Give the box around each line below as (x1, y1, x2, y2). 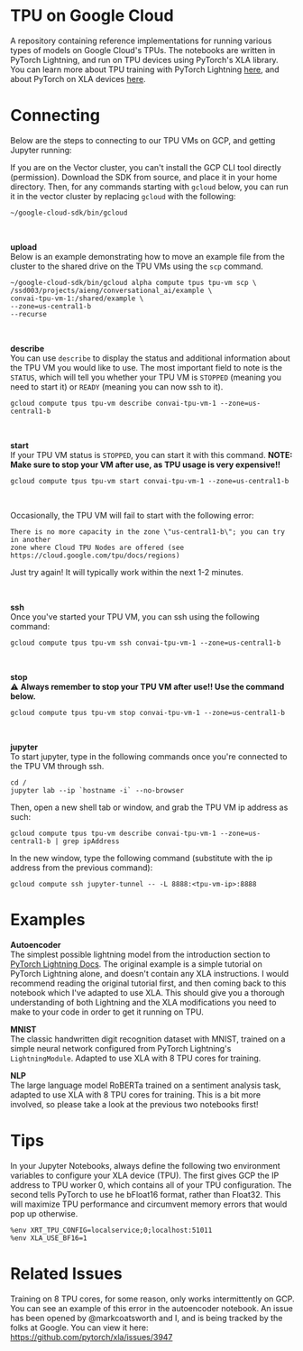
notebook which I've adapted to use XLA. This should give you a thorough (10, 987, 285, 997)
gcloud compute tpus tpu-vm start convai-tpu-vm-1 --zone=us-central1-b (10, 476, 289, 485)
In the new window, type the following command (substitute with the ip (10, 852, 273, 863)
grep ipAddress (62, 836, 120, 846)
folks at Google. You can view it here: (10, 1322, 149, 1333)
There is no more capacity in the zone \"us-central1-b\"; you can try (10, 527, 285, 537)
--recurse (10, 309, 48, 318)
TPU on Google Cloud (10, 5, 174, 26)
